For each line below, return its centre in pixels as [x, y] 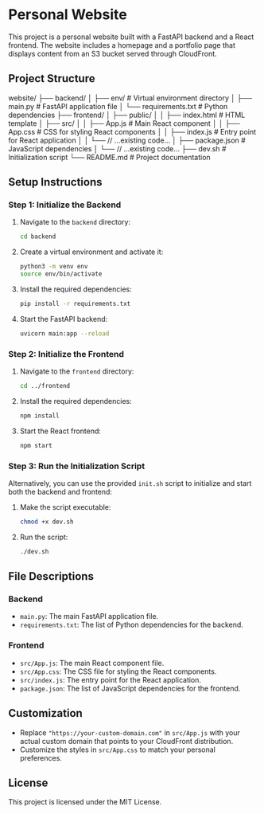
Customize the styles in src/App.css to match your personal [118, 749]
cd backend [38, 237]
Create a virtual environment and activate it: [91, 252]
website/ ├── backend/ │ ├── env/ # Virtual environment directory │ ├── [130, 98]
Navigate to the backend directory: [75, 222]
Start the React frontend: [60, 431]
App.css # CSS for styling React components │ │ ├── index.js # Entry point [132, 131]
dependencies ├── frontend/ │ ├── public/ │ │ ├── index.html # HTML [127, 115]
